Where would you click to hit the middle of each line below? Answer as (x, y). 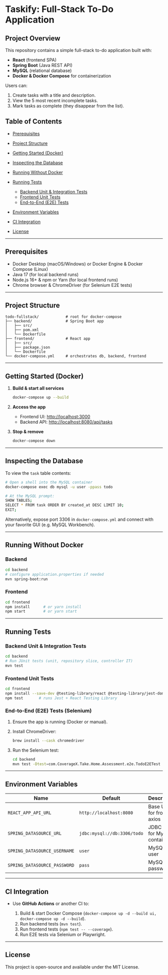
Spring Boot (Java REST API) (42, 65)
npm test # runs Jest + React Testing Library (61, 698)
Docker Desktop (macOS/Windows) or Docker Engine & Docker (77, 264)
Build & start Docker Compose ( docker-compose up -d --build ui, (88, 914)
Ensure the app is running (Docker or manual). (60, 722)
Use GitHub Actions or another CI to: (51, 904)
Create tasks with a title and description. (54, 95)
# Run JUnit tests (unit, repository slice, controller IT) (69, 661)
